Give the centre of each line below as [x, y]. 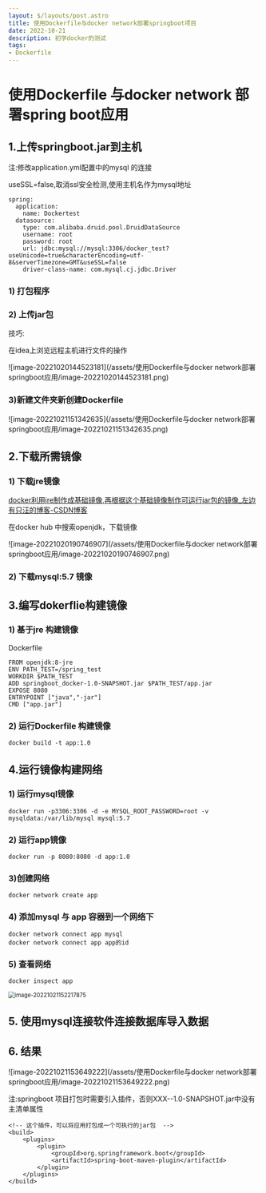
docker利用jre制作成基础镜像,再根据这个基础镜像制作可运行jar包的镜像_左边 [132, 500]
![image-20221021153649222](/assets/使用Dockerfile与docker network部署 [133, 1072]
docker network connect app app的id [69, 942]
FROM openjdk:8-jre [41, 662]
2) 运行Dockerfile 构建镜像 [60, 726]
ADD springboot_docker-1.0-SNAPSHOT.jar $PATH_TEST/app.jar [111, 683]
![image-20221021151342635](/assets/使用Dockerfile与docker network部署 [132, 419]
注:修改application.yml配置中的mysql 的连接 [80, 167]
